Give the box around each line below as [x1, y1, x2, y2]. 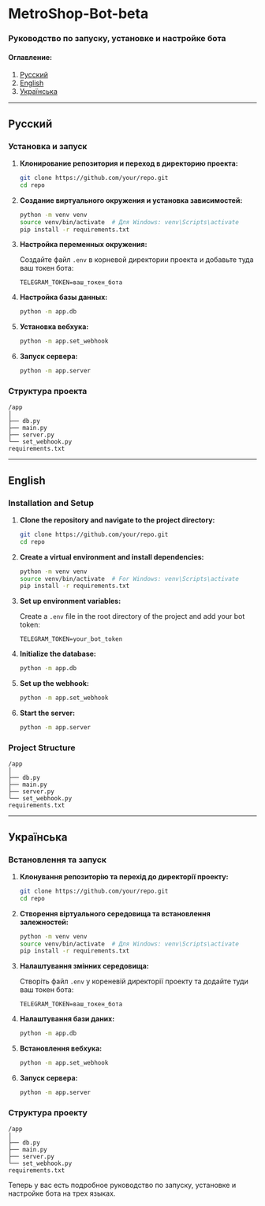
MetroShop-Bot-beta [8, 5, 149, 23]
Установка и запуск [8, 140, 88, 152]
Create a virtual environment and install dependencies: [19, 552, 204, 561]
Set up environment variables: [19, 597, 121, 606]
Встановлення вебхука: [19, 1043, 103, 1054]
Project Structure [8, 742, 76, 753]
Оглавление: [8, 52, 53, 62]
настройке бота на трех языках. [8, 1189, 116, 1198]
